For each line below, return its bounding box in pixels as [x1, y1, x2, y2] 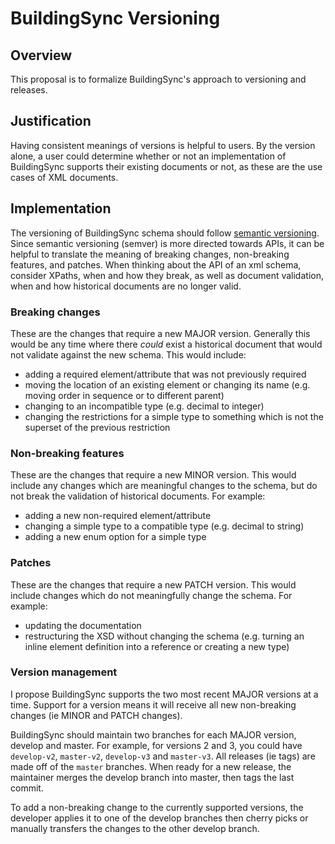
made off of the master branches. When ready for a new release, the [10, 760, 292, 772]
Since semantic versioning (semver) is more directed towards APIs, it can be [10, 237, 325, 249]
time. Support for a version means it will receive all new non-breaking [10, 698, 297, 711]
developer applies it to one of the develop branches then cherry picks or [10, 812, 309, 824]
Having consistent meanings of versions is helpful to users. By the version [10, 139, 316, 151]
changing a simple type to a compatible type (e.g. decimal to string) [24, 520, 305, 532]
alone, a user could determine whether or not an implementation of [10, 150, 287, 162]
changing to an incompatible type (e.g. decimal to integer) [24, 400, 265, 412]
